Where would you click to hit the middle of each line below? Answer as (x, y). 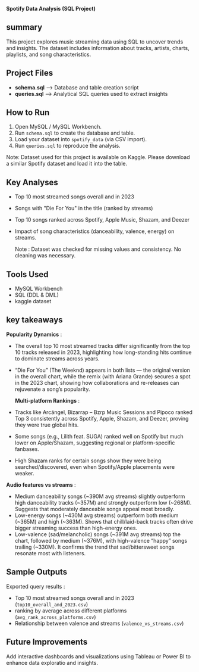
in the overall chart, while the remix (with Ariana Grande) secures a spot (102, 376)
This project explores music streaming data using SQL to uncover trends (95, 42)
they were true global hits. (47, 425)
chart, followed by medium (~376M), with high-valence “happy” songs (101, 540)
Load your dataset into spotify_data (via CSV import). (81, 139)
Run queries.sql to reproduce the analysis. (67, 146)
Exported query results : (36, 586)
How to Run (28, 113)
